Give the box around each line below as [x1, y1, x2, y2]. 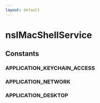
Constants [5, 49, 39, 58]
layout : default [5, 7, 40, 13]
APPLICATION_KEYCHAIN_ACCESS [5, 64, 95, 72]
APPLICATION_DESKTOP [5, 92, 68, 99]
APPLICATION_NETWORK [5, 78, 70, 85]
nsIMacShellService [5, 29, 92, 41]
